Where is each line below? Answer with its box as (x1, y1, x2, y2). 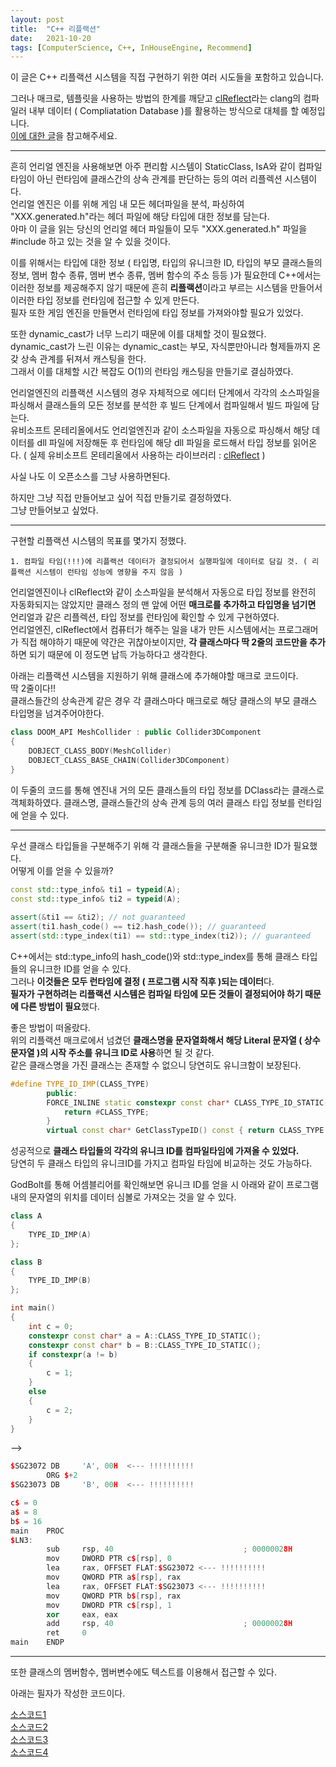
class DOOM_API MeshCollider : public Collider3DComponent (10, 727, 262, 738)
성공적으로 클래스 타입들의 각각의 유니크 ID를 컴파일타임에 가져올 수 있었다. (10, 1145, 300, 1157)
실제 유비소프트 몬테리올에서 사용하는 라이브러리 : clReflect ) (28, 449, 266, 461)
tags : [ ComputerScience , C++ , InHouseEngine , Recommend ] (10, 42, 253, 53)
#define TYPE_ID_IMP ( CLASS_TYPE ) (10, 1079, 150, 1089)
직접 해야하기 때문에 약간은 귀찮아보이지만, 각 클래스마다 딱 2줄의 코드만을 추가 (20, 636, 326, 648)
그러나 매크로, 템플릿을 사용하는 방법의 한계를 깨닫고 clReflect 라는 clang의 (10, 92, 302, 105)
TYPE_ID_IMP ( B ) (28, 1276, 92, 1286)
